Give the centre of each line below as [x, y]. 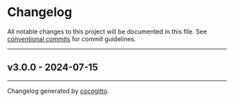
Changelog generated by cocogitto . [58, 91]
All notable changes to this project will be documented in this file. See [107, 31]
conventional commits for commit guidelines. [72, 38]
